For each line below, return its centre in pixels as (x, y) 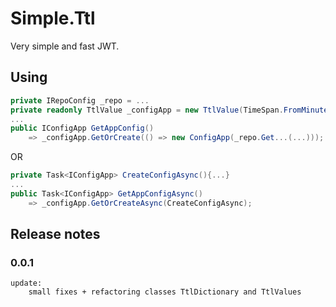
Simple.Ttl (53, 18)
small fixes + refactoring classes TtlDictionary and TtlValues (165, 292)
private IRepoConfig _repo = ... (80, 100)
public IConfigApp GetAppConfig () (82, 128)
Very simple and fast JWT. (65, 46)
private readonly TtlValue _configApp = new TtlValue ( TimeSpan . (147, 110)
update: (26, 283)
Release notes (55, 234)
